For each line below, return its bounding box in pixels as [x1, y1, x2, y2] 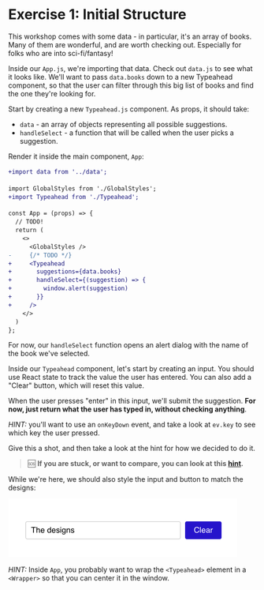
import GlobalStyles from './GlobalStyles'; [8, 184, 157, 193]
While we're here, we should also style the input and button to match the [8, 475, 244, 484]
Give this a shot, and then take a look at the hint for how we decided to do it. [8, 444, 256, 453]
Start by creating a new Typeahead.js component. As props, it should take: [8, 104, 250, 114]
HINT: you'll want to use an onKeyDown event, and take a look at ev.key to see [8, 420, 256, 430]
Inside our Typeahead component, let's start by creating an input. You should [8, 364, 255, 374]
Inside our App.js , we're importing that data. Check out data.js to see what [8, 63, 253, 73]
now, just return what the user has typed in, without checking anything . [8, 404, 247, 414]
